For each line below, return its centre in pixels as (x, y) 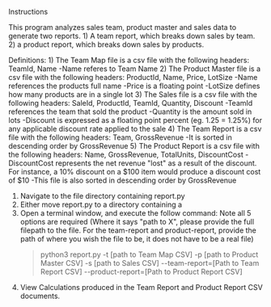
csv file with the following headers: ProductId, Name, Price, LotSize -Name (133, 77)
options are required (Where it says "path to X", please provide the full (137, 222)
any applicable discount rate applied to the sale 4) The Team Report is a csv (135, 129)
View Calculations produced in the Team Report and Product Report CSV (141, 287)
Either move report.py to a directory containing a (101, 204)
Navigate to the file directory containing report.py (102, 196)
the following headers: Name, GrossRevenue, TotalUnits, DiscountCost (126, 154)
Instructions (28, 12)
